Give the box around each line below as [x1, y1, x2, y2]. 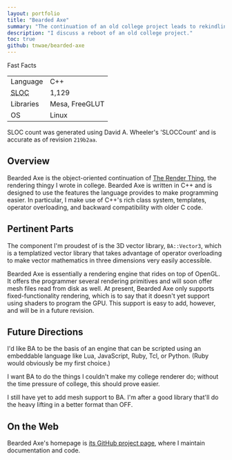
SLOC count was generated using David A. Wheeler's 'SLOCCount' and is [7, 128, 216, 136]
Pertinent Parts [7, 223, 74, 235]
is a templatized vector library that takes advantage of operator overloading [7, 249, 222, 257]
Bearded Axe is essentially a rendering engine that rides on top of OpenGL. [7, 269, 221, 278]
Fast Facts [7, 61, 37, 69]
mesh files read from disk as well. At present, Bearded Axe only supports [7, 284, 215, 292]
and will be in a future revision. [7, 306, 95, 314]
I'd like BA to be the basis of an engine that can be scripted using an [7, 345, 202, 353]
